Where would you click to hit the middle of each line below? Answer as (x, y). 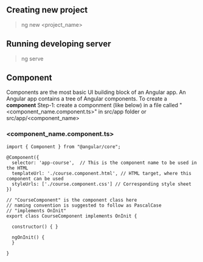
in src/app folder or (122, 112)
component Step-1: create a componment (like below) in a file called (92, 105)
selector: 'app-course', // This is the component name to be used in (105, 163)
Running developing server (59, 44)
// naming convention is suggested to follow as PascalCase (84, 205)
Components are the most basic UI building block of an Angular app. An (96, 92)
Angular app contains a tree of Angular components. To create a (87, 99)
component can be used (35, 179)
